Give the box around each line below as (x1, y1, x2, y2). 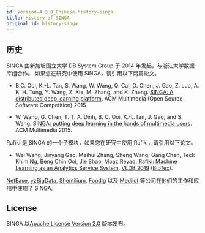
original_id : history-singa (6, 20, 78, 26)
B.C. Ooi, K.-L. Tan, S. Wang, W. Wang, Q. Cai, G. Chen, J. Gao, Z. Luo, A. (15, 82, 199, 90)
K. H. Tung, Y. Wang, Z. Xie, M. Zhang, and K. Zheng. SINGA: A (15, 88, 174, 96)
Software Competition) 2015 (15, 102, 86, 109)
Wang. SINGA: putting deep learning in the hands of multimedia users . (15, 120, 192, 128)
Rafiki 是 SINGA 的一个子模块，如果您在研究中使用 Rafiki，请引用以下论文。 (6, 139, 196, 147)
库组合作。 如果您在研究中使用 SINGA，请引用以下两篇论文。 (6, 70, 160, 77)
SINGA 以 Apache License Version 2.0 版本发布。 (6, 220, 129, 227)
